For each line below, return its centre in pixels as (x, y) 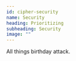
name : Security (26, 18)
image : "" (19, 34)
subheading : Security (34, 29)
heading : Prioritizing (35, 23)
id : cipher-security (33, 12)
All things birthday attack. (38, 51)
